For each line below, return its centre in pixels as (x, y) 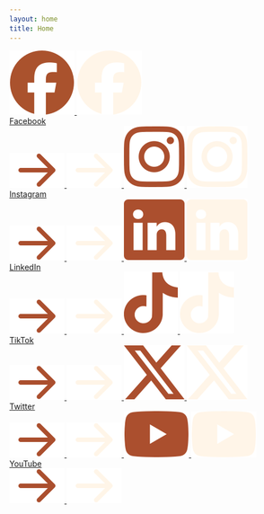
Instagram (28, 194)
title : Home (31, 28)
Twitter (22, 406)
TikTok (22, 340)
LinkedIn (25, 267)
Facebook (28, 120)
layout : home (34, 19)
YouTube (26, 464)
